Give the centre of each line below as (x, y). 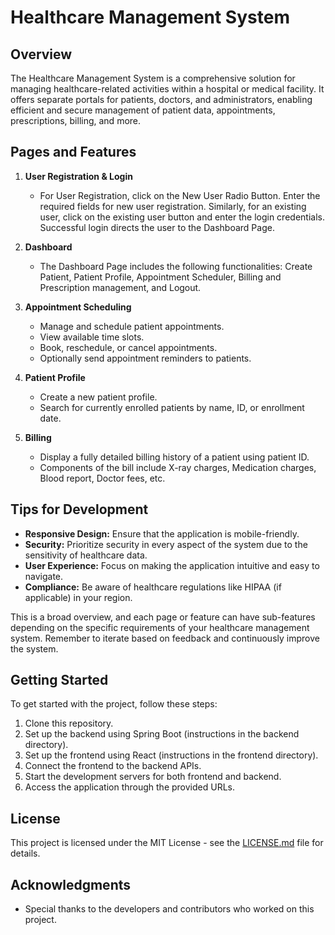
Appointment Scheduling (78, 307)
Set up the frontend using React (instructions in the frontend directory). (171, 755)
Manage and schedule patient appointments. (132, 326)
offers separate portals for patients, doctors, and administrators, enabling (161, 99)
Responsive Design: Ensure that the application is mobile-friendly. (162, 533)
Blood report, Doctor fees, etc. (102, 478)
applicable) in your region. (78, 597)
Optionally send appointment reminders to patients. (145, 358)
